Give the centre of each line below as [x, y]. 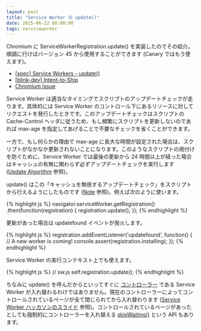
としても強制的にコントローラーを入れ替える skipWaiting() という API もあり [100, 315]
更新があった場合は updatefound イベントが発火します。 [76, 223]
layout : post [22, 12]
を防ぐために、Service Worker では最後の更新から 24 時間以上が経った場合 [99, 156]
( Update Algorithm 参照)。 [39, 172]
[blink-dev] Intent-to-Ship [46, 80]
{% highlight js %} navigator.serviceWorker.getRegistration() [81, 204]
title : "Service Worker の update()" [53, 17]
